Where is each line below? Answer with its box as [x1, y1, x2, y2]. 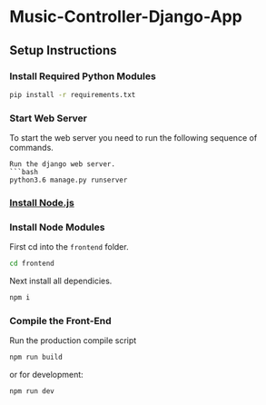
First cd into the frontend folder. [9, 242, 129, 252]
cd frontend [9, 259, 54, 269]
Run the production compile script [9, 335, 137, 346]
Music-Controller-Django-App [9, 6, 242, 27]
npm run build [9, 352, 64, 362]
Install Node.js [9, 196, 74, 209]
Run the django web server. [9, 160, 116, 169]
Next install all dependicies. [9, 275, 113, 287]
